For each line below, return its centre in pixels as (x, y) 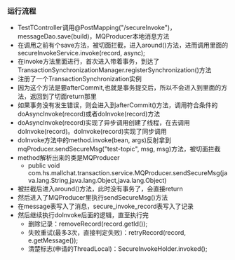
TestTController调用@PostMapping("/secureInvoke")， (97, 28)
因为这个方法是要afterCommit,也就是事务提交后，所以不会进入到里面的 (119, 88)
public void (44, 165)
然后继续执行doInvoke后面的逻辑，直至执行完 (83, 215)
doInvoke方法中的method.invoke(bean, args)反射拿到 (94, 140)
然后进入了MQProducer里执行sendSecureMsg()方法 (93, 198)
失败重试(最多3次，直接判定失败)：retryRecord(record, (107, 233)
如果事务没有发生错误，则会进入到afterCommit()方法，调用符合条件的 (117, 105)
